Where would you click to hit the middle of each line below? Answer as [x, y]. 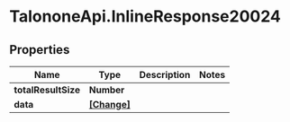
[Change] [109, 105]
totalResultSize [47, 90]
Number [107, 90]
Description [165, 75]
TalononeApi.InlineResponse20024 [145, 17]
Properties [40, 50]
